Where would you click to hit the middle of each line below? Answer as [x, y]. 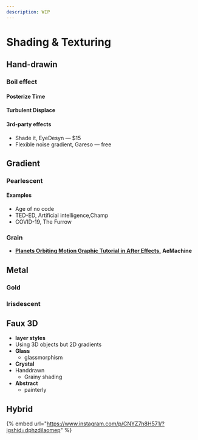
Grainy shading [43, 377]
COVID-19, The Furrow [43, 222]
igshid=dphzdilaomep [33, 430]
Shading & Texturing [59, 42]
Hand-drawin [32, 65]
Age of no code [35, 209]
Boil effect [22, 82]
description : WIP [28, 12]
